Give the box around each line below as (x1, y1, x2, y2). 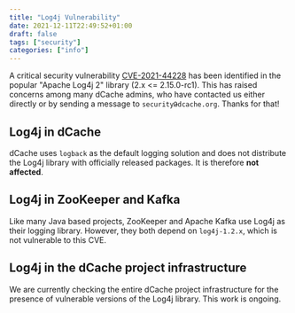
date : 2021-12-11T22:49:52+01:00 (9, 21, 133, 30)
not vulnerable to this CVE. (9, 234, 107, 245)
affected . (9, 166, 44, 177)
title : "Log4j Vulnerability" (9, 12, 121, 22)
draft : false (9, 29, 58, 38)
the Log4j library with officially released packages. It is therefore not (9, 157, 260, 168)
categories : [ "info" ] (9, 46, 89, 55)
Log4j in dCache (9, 124, 102, 139)
